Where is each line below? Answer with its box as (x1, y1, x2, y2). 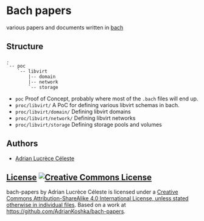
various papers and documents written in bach (6, 24, 124, 31)
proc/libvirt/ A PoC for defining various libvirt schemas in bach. (15, 101, 180, 108)
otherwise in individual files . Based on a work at (6, 202, 126, 209)
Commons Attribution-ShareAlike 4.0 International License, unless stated (6, 195, 189, 202)
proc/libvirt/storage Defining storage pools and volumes (15, 121, 163, 128)
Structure (6, 41, 44, 52)
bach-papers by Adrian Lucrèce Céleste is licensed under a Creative (6, 188, 178, 195)
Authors (6, 138, 38, 149)
